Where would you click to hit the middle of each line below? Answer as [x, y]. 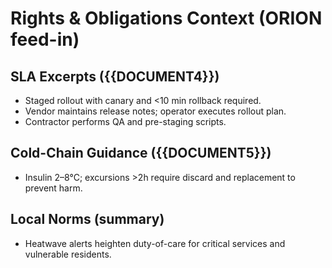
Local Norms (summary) [87, 219]
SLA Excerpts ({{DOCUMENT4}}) [115, 76]
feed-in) [45, 39]
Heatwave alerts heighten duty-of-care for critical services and [155, 243]
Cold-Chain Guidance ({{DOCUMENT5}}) [141, 153]
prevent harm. [53, 188]
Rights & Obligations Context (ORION [166, 18]
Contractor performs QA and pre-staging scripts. [125, 121]
